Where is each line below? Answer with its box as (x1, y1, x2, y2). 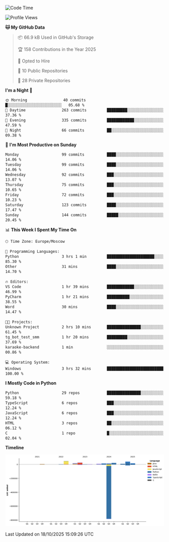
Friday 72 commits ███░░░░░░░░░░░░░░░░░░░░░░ (5, 192, 164, 197)
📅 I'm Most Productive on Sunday (5, 142, 77, 148)
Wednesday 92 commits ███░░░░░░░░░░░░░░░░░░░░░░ (5, 172, 164, 177)
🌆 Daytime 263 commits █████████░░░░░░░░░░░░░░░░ (5, 108, 164, 113)
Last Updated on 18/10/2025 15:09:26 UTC (5, 531, 94, 537)
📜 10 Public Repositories (17, 68, 68, 74)
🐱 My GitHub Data (5, 24, 45, 30)
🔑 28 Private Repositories (17, 78, 71, 83)
